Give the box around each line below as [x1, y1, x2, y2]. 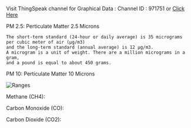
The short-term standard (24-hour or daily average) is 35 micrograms [6, 34, 183, 40]
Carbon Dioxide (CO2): [6, 116, 62, 123]
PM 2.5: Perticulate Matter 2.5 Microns [6, 23, 100, 29]
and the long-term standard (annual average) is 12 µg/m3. [6, 44, 154, 50]
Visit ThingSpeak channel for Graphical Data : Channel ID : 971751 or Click [6, 5, 185, 12]
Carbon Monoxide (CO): [6, 104, 65, 111]
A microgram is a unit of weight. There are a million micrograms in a [6, 50, 185, 55]
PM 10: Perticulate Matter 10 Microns [6, 70, 95, 77]
